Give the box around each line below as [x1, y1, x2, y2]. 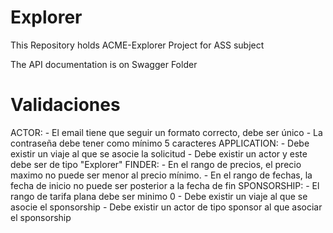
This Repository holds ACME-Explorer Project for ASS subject [10, 39, 265, 51]
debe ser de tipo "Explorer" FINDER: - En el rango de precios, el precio [10, 158, 302, 170]
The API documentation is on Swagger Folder [10, 58, 198, 70]
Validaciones [10, 94, 121, 116]
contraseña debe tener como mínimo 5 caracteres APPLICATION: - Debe [10, 137, 310, 149]
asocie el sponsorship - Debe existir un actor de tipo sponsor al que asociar [10, 201, 323, 213]
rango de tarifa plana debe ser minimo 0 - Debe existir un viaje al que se [10, 190, 308, 202]
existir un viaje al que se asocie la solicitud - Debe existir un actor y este [10, 147, 308, 160]
